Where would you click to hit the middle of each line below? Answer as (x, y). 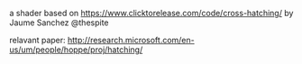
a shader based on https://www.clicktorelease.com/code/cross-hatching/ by (151, 13)
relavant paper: (37, 40)
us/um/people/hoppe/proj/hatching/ (76, 50)
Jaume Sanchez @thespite (59, 23)
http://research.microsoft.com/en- (131, 40)
